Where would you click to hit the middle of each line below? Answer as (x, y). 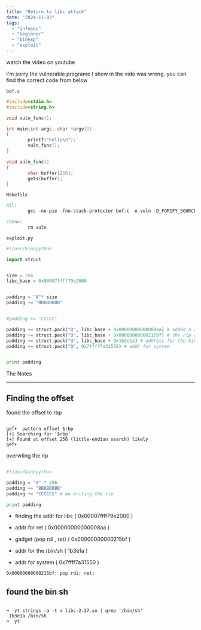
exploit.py (20, 238)
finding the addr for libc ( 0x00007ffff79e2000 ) (74, 516)
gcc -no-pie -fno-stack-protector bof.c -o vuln (89, 211)
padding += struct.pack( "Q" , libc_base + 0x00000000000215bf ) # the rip (99, 335)
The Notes (19, 374)
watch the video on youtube (41, 62)
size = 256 (20, 275)
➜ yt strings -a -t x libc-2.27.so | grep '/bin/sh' (75, 611)
